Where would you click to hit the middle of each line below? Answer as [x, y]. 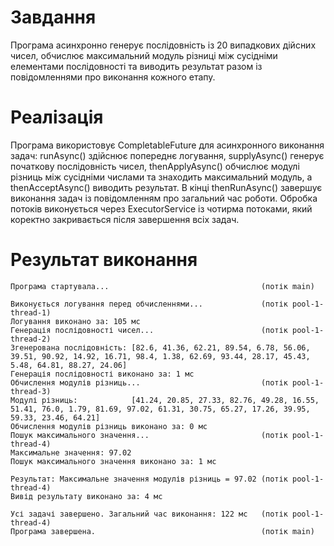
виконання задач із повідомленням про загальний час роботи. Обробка [164, 198]
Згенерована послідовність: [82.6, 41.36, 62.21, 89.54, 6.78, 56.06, [160, 347]
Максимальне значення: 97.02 [71, 452]
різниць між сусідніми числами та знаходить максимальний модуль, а [161, 177]
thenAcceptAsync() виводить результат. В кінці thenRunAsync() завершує [166, 187]
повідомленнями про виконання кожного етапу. [113, 77]
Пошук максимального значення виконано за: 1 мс [113, 461]
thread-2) [31, 339]
